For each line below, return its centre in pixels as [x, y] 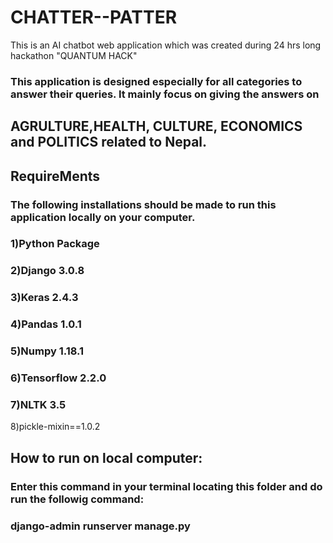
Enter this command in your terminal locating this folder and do [166, 486]
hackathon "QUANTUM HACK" [74, 55]
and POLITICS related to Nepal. [109, 142]
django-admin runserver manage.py [100, 526]
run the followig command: [77, 499]
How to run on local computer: [106, 457]
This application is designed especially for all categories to [156, 81]
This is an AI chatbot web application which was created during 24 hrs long [166, 45]
